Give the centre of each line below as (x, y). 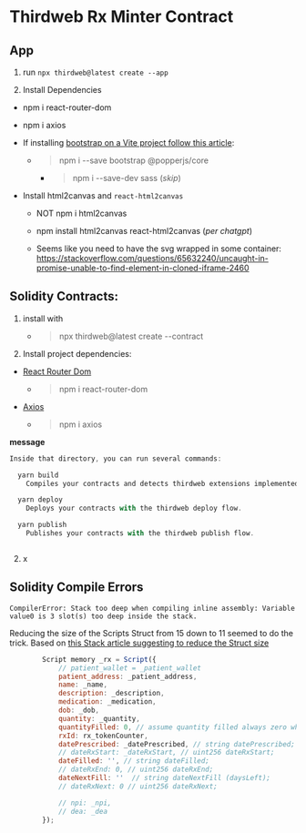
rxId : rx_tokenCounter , (103, 736)
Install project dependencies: (77, 353)
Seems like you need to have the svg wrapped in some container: (159, 249)
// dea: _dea (82, 811)
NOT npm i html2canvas (82, 213)
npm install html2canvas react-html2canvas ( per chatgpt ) (144, 231)
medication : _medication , (107, 702)
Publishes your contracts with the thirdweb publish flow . (140, 533)
